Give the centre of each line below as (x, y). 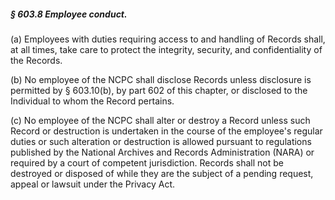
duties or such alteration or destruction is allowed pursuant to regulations (161, 141)
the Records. (36, 60)
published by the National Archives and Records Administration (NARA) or (162, 152)
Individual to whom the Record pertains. (92, 101)
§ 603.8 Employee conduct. (69, 14)
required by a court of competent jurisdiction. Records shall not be (147, 162)
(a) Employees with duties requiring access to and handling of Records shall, (168, 39)
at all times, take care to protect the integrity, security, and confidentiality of (166, 49)
